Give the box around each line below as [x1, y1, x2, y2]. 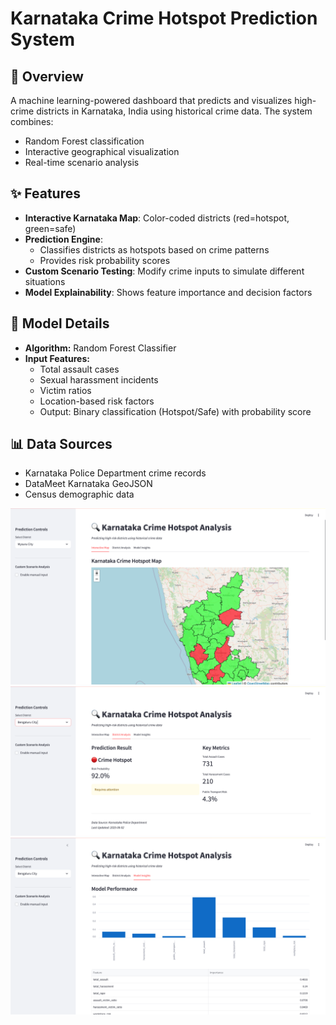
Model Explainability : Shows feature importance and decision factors [24, 286, 313, 298]
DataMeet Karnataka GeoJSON [24, 478, 153, 490]
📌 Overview [10, 68, 84, 85]
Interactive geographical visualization [24, 146, 180, 157]
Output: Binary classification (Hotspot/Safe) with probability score [39, 405, 312, 417]
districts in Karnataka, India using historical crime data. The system [36, 105, 313, 117]
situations [24, 275, 66, 287]
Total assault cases [39, 363, 120, 375]
